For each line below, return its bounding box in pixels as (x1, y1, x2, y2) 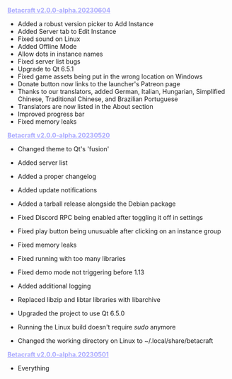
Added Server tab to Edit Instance (17, 28, 117, 35)
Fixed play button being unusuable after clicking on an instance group (17, 227, 221, 235)
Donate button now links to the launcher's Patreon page (17, 80, 180, 88)
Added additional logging (17, 282, 91, 290)
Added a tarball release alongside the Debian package (17, 199, 176, 208)
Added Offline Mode (17, 42, 77, 50)
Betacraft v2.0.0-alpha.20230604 (7, 6, 111, 14)
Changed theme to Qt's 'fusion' (17, 145, 110, 153)
